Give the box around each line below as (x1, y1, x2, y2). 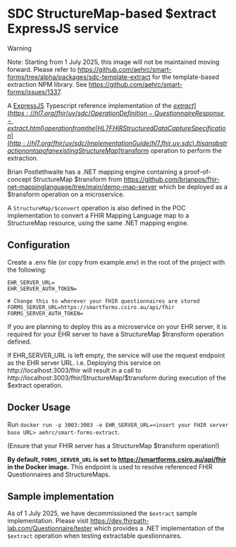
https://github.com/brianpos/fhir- (123, 175, 220, 184)
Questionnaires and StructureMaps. (7, 470, 111, 479)
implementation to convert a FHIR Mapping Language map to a (7, 211, 190, 220)
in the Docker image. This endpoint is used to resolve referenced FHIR (7, 462, 213, 471)
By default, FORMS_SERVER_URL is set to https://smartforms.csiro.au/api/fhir (7, 455, 227, 464)
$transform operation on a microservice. (7, 190, 125, 198)
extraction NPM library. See (7, 80, 87, 88)
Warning (7, 44, 32, 52)
